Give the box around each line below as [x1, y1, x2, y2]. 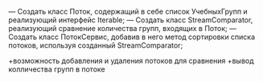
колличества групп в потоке [8, 64, 106, 74]
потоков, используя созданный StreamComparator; [8, 41, 183, 50]
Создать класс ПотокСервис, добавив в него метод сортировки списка [8, 32, 256, 41]
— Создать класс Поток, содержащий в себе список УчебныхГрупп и [8, 7, 248, 16]
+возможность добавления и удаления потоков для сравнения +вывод [8, 56, 255, 65]
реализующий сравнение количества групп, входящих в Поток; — [8, 24, 237, 33]
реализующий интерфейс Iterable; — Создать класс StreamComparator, [8, 15, 253, 25]
